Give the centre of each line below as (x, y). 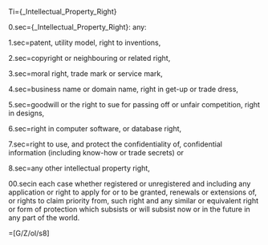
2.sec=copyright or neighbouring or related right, (89, 58)
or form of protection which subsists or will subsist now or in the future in (129, 209)
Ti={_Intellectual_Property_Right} (63, 12)
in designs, (26, 113)
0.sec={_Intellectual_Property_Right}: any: (77, 27)
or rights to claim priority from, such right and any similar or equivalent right (134, 201)
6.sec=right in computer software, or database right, (95, 129)
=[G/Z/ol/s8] (29, 233)
